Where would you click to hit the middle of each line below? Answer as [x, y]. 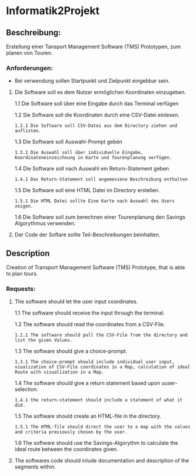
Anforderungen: [30, 68]
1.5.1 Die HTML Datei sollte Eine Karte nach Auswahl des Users [94, 201]
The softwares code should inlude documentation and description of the [102, 461]
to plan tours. [22, 274]
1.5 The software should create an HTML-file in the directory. [88, 416]
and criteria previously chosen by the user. [71, 432]
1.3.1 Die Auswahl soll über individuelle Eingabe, [79, 153]
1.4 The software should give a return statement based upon [87, 383]
